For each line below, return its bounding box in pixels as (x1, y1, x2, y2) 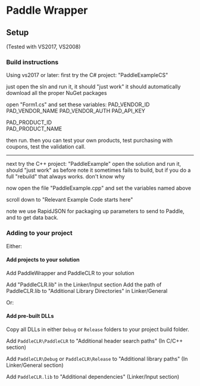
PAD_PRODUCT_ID (6, 119, 52, 126)
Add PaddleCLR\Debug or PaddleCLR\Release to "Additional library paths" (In (6, 356, 188, 362)
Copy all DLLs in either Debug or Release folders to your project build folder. (6, 326, 189, 333)
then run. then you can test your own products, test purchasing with (6, 137, 173, 144)
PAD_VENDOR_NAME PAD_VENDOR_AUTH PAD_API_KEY (6, 107, 146, 115)
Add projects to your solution (6, 256, 80, 263)
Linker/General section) (6, 362, 64, 369)
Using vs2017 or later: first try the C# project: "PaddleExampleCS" (6, 72, 168, 79)
